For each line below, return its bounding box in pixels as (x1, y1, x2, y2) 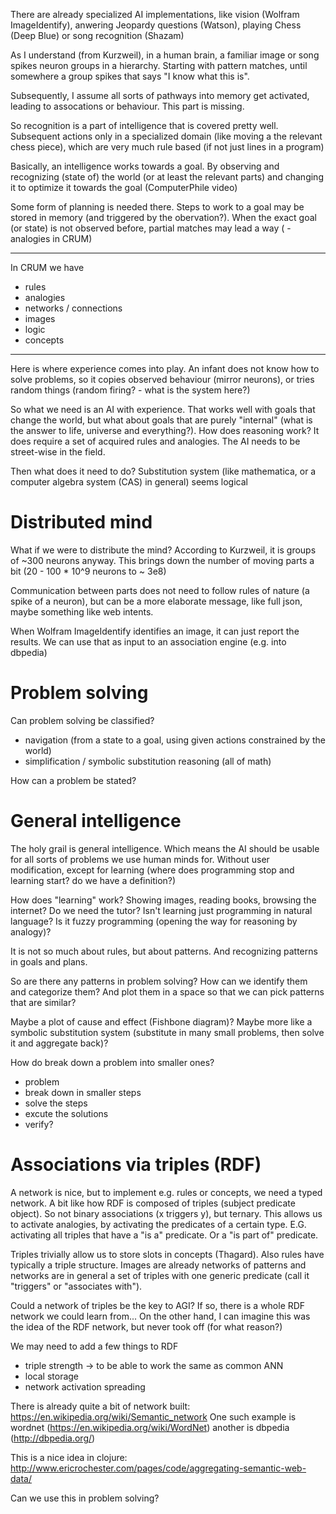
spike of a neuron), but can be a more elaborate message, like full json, (10, 595, 303, 607)
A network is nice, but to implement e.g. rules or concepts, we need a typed (10, 1186, 323, 1198)
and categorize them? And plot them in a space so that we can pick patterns (10, 985, 325, 998)
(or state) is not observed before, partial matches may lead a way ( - (10, 222, 292, 234)
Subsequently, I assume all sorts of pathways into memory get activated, (10, 90, 310, 101)
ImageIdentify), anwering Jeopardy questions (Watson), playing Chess (10, 19, 302, 31)
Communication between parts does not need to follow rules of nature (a (10, 584, 310, 596)
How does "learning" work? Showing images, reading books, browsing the (10, 894, 317, 906)
